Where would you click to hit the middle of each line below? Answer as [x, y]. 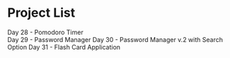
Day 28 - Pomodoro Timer [45, 32]
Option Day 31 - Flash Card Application [64, 47]
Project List [41, 13]
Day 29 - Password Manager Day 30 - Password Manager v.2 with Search [115, 39]
